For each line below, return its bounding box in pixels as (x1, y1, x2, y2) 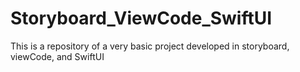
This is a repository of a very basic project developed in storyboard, (10, 40, 290, 52)
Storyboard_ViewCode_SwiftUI (10, 7, 273, 30)
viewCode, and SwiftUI (10, 50, 105, 62)
